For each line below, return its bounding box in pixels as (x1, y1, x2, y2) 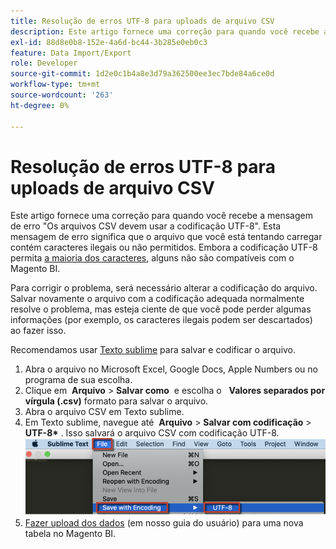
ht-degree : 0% (10, 100, 70, 110)
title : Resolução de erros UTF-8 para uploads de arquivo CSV (10, 16, 275, 26)
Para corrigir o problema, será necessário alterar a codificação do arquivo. (10, 282, 318, 294)
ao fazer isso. (10, 325, 67, 337)
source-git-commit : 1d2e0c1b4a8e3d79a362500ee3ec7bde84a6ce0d (10, 69, 275, 79)
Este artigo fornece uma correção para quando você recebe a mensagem (10, 210, 313, 222)
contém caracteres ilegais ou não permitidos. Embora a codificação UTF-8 (10, 241, 318, 254)
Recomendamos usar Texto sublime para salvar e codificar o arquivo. (10, 344, 297, 356)
